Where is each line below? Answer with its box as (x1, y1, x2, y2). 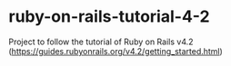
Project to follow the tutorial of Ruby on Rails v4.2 (8, 36, 194, 47)
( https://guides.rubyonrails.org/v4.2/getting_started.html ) (8, 45, 224, 56)
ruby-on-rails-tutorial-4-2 (8, 6, 210, 27)
